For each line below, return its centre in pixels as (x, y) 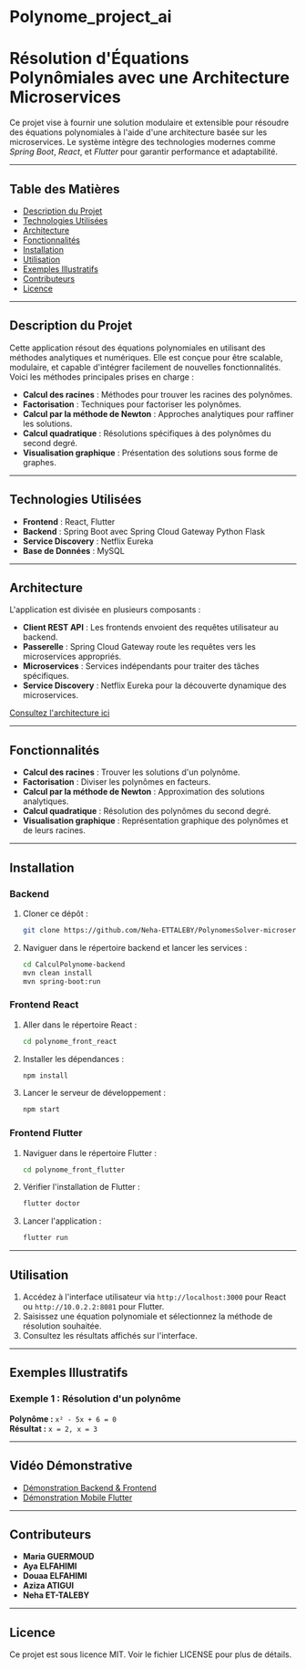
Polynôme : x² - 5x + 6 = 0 (63, 1419)
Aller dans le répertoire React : (80, 1025)
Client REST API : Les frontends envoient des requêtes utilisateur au (151, 628)
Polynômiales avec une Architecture (149, 78)
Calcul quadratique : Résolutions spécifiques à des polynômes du (147, 433)
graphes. (39, 462)
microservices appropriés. (72, 657)
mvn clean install (57, 973)
